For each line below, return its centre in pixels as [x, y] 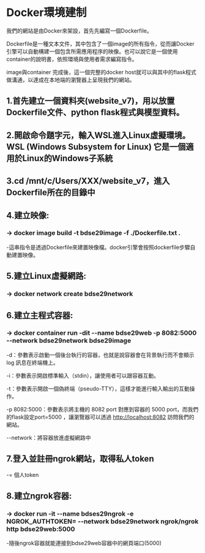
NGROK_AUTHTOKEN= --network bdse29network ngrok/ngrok [102, 521]
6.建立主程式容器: [40, 315]
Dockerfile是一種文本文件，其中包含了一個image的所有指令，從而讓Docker [100, 44]
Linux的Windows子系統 [68, 158]
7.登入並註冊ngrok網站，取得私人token [80, 459]
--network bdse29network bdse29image [69, 341]
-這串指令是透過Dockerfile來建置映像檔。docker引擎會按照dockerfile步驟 [98, 247]
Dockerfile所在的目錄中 [51, 193]
